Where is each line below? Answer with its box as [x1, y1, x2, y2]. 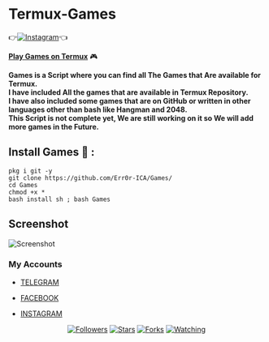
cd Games [8, 181, 38, 189]
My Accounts [8, 259, 63, 270]
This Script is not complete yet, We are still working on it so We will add [8, 113, 254, 122]
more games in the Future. [8, 122, 99, 131]
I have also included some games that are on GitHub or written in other [8, 96, 251, 105]
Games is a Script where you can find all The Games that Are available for [8, 70, 262, 79]
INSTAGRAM [20, 309, 63, 318]
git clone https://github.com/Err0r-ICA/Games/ [8, 173, 173, 182]
